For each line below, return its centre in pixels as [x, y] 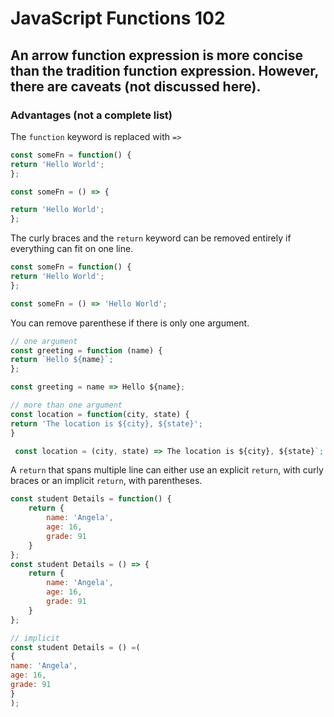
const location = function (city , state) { [100, 414]
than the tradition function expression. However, [164, 70]
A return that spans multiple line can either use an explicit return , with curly [167, 470]
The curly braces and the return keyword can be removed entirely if [151, 238]
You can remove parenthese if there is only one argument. [130, 323]
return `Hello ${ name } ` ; [62, 360]
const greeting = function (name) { [86, 350]
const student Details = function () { [91, 499]
